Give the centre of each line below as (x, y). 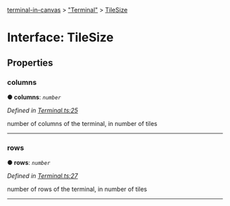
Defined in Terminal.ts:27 (43, 176)
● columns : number (34, 97)
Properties (30, 63)
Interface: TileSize (61, 38)
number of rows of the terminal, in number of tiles (77, 189)
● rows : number (29, 163)
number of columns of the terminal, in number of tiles (82, 123)
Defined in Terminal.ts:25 (43, 110)
